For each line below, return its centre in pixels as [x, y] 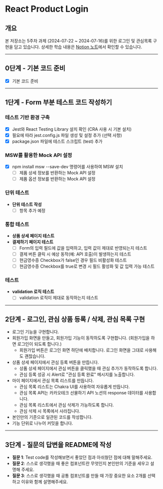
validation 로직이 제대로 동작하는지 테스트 [59, 298]
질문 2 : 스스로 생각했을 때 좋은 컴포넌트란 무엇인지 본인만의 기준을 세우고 [81, 464]
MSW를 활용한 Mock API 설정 [39, 155]
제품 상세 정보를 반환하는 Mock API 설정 [57, 173]
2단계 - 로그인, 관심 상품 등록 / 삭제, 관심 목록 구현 [75, 319]
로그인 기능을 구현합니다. [35, 332]
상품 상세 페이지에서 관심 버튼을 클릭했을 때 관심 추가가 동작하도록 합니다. [89, 369]
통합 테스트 [17, 224]
